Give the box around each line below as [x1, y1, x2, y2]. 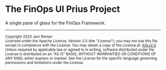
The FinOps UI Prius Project [5, 3, 120, 15]
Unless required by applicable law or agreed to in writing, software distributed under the [5, 47, 155, 52]
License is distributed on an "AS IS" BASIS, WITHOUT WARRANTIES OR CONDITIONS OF [5, 51, 156, 57]
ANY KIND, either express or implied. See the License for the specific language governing [5, 56, 157, 61]
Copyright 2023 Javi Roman [5, 34, 53, 39]
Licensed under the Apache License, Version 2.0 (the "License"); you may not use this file [5, 38, 158, 43]
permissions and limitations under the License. [5, 60, 84, 65]
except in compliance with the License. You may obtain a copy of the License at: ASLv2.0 [5, 43, 157, 48]
